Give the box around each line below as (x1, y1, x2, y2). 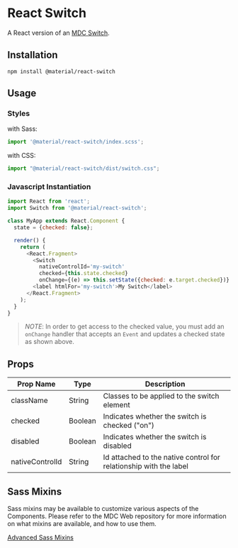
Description (144, 379, 186, 389)
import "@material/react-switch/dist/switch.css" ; (7, 165, 160, 172)
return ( (20, 243, 46, 250)
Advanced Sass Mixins (7, 533, 74, 542)
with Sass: (7, 124, 38, 133)
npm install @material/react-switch (7, 68, 115, 75)
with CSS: (7, 151, 36, 160)
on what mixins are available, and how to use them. (7, 520, 157, 528)
